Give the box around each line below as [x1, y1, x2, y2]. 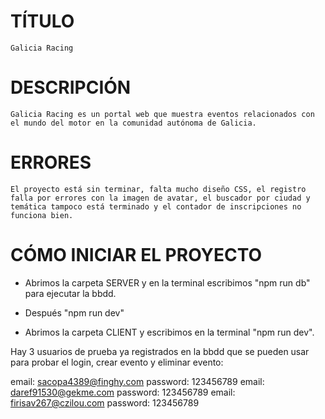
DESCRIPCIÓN [10, 76, 132, 99]
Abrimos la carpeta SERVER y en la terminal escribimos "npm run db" [24, 276, 311, 289]
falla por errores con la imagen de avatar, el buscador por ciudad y [10, 193, 311, 203]
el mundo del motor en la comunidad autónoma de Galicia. [10, 118, 257, 128]
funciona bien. [10, 210, 74, 220]
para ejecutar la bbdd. [24, 287, 117, 299]
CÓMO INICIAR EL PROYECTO [10, 244, 263, 266]
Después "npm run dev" [24, 306, 125, 319]
